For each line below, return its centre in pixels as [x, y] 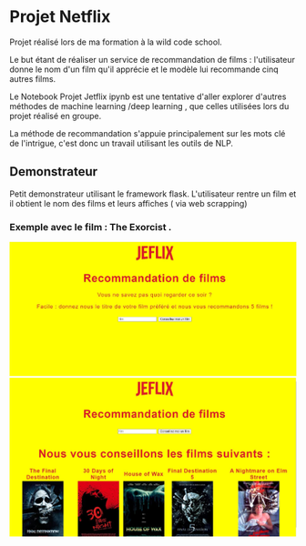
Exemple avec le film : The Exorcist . [91, 227]
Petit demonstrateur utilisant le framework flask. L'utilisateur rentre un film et [153, 194]
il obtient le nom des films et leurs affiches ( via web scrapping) [128, 203]
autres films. [33, 78]
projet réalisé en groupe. [56, 116]
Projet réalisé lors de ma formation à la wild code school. [116, 42]
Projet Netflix [60, 17]
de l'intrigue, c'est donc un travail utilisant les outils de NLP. [122, 143]
